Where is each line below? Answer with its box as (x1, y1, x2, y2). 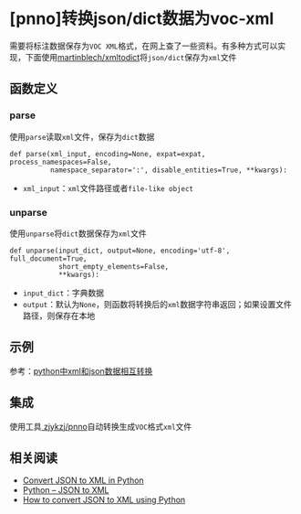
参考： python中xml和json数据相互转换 (9, 365, 153, 376)
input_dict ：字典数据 (22, 287, 105, 298)
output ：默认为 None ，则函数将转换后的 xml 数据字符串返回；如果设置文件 (22, 298, 292, 309)
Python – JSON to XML (22, 485, 109, 496)
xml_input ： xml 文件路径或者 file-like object (22, 182, 194, 193)
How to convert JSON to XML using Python (22, 495, 186, 506)
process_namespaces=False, (9, 157, 112, 166)
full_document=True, (9, 253, 88, 263)
